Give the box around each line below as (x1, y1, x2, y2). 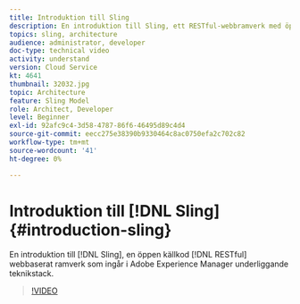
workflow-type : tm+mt (9, 138, 90, 147)
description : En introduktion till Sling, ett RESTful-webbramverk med (9, 21, 281, 30)
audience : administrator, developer (9, 38, 146, 47)
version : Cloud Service (9, 63, 98, 72)
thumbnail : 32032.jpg (9, 80, 90, 89)
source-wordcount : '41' (9, 146, 98, 155)
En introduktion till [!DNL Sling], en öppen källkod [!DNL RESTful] (9, 249, 247, 260)
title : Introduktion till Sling (9, 13, 129, 22)
